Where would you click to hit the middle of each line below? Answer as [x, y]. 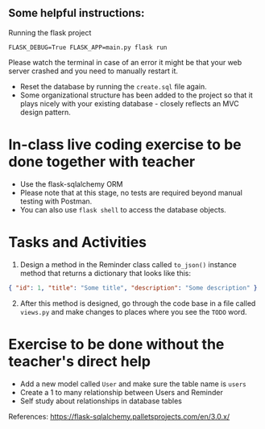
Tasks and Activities [78, 242]
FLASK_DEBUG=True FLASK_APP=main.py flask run [88, 47]
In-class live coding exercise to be [125, 145]
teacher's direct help [80, 361]
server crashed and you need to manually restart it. [93, 71]
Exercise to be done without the [116, 344]
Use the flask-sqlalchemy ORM [71, 184]
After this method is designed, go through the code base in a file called [138, 303]
